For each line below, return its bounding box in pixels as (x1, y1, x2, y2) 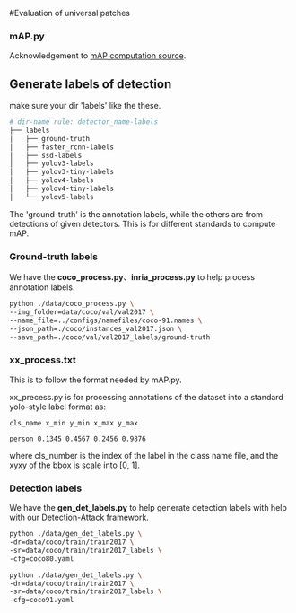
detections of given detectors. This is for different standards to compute (9, 218, 276, 229)
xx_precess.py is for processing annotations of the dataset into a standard (9, 391, 284, 402)
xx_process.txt (9, 354, 76, 366)
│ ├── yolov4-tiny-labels (9, 184, 115, 194)
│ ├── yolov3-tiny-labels (9, 168, 115, 177)
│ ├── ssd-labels (9, 151, 83, 160)
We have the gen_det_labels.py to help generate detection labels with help (9, 503, 287, 513)
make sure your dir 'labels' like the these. (9, 101, 161, 111)
